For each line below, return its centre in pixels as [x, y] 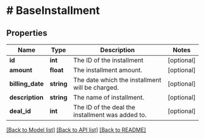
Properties [27, 33]
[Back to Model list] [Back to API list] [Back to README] [76, 130]
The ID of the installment [108, 60]
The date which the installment [117, 80]
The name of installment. [109, 97]
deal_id [20, 111]
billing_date [27, 84]
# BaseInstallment [53, 11]
